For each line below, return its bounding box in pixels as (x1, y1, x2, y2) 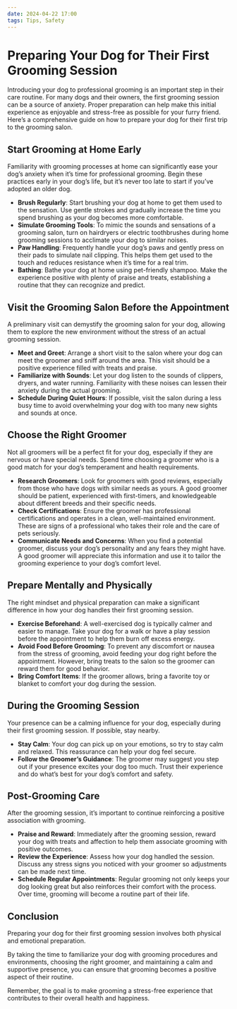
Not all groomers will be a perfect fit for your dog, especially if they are (7, 447, 213, 456)
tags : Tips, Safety (7, 17, 65, 24)
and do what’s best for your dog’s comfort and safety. (17, 770, 174, 778)
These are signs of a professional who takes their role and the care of (17, 521, 220, 530)
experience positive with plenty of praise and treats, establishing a (17, 273, 211, 282)
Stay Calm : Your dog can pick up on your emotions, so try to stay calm (17, 739, 224, 748)
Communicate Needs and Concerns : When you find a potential (17, 536, 203, 545)
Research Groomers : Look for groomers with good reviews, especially (17, 476, 223, 485)
